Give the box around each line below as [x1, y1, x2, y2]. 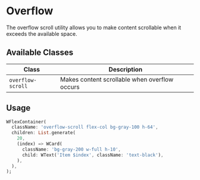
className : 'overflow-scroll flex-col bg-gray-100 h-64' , [11, 124, 159, 131]
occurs [60, 82, 80, 91]
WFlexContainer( [6, 119, 46, 125]
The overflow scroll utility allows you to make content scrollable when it [6, 24, 182, 31]
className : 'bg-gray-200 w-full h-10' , [21, 146, 121, 153]
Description [108, 65, 143, 73]
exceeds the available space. [6, 30, 77, 37]
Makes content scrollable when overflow [60, 75, 174, 83]
